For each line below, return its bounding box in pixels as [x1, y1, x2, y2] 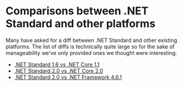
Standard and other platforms [5, 17, 156, 30]
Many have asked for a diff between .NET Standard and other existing [5, 36, 178, 44]
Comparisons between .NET [5, 4, 149, 18]
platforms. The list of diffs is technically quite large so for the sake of [5, 43, 175, 50]
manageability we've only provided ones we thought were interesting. [5, 49, 178, 56]
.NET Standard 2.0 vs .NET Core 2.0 [14, 67, 103, 74]
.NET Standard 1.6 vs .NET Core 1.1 [14, 61, 100, 68]
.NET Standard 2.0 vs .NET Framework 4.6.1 [14, 73, 122, 81]
